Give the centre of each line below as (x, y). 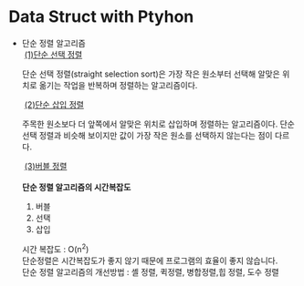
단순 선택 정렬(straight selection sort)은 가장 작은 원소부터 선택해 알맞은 (151, 74)
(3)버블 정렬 (46, 166)
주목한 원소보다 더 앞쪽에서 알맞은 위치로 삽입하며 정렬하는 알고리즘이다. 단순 (158, 124)
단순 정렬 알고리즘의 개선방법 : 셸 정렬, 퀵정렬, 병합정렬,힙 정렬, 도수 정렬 (150, 271)
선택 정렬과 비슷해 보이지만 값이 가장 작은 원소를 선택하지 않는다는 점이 (147, 135)
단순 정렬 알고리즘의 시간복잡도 (76, 187)
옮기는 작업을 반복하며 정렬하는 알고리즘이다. (118, 85)
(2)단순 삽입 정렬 (54, 104)
